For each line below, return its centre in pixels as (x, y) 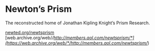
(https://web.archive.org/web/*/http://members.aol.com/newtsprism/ (76, 43)
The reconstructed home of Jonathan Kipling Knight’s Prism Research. (77, 23)
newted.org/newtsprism (30, 32)
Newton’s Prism (38, 9)
